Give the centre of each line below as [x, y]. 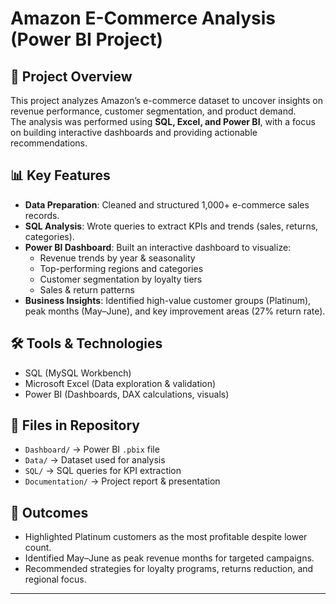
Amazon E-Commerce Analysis [143, 18]
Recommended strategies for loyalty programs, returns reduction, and [169, 569]
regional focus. [55, 579]
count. [38, 548]
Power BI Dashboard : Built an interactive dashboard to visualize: [158, 247]
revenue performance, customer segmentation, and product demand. [153, 111]
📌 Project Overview [71, 76]
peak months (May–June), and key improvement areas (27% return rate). [175, 311]
